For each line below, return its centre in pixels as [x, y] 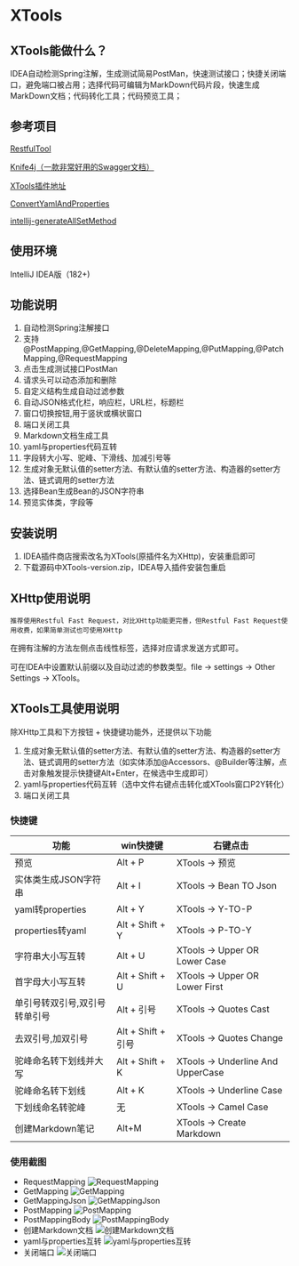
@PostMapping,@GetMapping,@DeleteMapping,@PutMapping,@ [143, 349]
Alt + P [130, 862]
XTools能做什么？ [59, 50]
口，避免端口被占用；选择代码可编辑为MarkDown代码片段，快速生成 [135, 85]
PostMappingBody [57, 1220]
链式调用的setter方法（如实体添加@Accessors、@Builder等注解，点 [163, 762]
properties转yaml [51, 931]
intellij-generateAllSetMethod [63, 221]
